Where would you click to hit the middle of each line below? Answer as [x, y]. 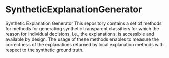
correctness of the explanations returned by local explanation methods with [84, 44]
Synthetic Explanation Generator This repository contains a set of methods [83, 23]
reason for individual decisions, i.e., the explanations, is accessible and [80, 34]
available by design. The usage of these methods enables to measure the [82, 39]
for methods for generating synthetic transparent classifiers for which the [82, 28]
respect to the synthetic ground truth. [45, 50]
